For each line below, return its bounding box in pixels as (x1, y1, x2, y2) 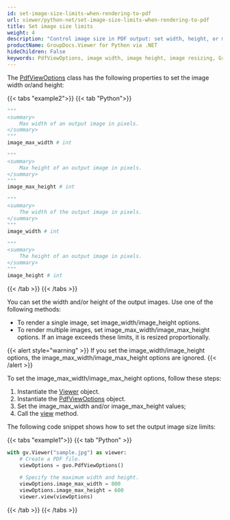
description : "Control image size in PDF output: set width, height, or (7, 36, 219, 43)
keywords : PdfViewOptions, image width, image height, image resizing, (7, 55, 216, 62)
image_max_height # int (7, 183, 75, 191)
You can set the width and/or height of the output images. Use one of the (7, 298, 214, 306)
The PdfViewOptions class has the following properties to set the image (7, 73, 209, 82)
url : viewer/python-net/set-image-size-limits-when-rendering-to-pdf (7, 16, 210, 23)
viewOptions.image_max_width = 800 (19, 481, 121, 488)
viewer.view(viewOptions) (19, 493, 94, 500)
